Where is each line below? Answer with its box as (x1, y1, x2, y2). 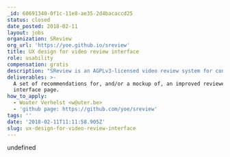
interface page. (13, 86, 60, 93)
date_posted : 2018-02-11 (7, 23, 78, 29)
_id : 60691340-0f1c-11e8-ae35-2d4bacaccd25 (7, 10, 133, 17)
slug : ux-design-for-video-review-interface (7, 125, 136, 132)
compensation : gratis (7, 61, 69, 68)
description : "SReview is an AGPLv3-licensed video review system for (7, 67, 213, 74)
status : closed (7, 16, 51, 23)
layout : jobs (7, 29, 44, 36)
